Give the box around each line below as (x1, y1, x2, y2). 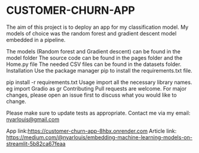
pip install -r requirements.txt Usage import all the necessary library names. (6, 79, 192, 86)
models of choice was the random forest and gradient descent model (6, 29, 177, 37)
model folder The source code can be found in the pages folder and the (6, 54, 183, 61)
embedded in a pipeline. (6, 36, 66, 43)
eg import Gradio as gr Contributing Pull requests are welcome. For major (6, 85, 187, 92)
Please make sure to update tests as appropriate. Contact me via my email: (6, 109, 191, 116)
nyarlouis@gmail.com (6, 115, 60, 123)
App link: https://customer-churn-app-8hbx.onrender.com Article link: (6, 127, 177, 134)
